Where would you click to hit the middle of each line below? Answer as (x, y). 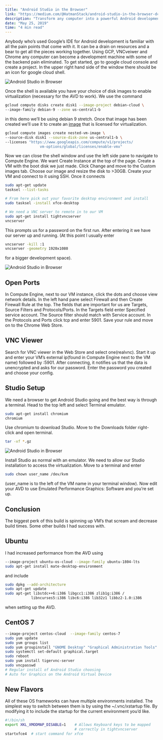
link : (10, 14)
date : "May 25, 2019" (27, 23)
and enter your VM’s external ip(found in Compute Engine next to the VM (78, 357)
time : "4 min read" (25, 28)
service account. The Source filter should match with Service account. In (78, 315)
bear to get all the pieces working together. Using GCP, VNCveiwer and (76, 52)
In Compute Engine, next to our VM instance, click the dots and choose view (81, 295)
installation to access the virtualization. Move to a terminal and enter (73, 465)
